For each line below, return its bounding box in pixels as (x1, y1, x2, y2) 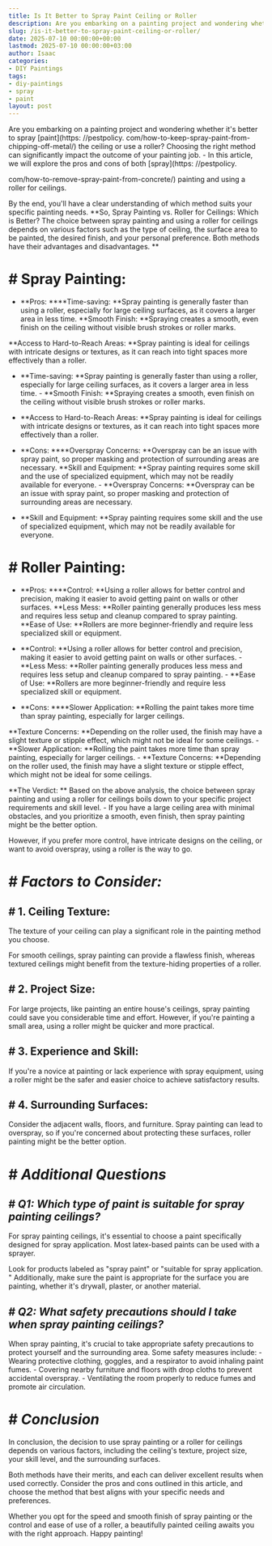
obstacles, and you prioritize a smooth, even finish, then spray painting (8, 811, 245, 821)
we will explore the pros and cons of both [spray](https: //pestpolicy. (8, 159, 237, 168)
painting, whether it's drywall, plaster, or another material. (8, 1281, 202, 1291)
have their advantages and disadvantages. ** (8, 242, 159, 252)
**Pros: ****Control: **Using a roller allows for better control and (19, 585, 245, 595)
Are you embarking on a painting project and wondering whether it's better (8, 125, 258, 134)
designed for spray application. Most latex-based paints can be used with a (8, 1240, 261, 1250)
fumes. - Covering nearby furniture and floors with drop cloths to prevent (8, 1365, 253, 1374)
